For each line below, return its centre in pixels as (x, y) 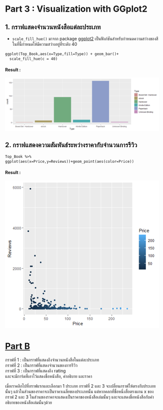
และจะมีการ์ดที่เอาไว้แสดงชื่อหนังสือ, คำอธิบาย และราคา (49, 376)
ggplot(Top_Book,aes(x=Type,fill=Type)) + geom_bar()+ (62, 54)
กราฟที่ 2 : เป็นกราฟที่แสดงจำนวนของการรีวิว (41, 365)
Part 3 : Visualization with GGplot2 (76, 9)
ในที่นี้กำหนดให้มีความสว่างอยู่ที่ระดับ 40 (44, 44)
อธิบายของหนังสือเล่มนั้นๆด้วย (29, 402)
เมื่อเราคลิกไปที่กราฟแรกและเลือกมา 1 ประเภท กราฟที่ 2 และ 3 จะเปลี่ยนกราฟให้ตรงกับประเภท (80, 386)
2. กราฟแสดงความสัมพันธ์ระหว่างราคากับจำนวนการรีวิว (71, 145)
